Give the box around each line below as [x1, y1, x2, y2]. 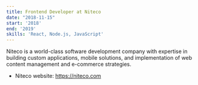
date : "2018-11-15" [6, 14, 56, 20]
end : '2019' [6, 25, 36, 32]
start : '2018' [6, 20, 42, 26]
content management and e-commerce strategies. [6, 61, 132, 68]
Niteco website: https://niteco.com [14, 72, 101, 80]
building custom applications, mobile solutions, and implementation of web [6, 54, 193, 61]
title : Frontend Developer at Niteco [6, 8, 101, 15]
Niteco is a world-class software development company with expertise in [6, 48, 188, 55]
